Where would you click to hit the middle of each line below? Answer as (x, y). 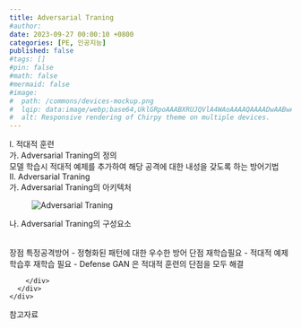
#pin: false (31, 68)
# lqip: (26, 109)
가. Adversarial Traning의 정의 (63, 155)
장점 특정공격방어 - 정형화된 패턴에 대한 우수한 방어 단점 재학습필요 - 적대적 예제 (149, 253)
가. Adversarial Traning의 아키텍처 (70, 187)
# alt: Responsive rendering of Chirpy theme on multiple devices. (140, 117)
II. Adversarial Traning (50, 177)
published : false (42, 51)
